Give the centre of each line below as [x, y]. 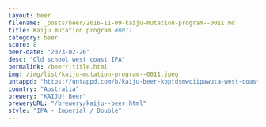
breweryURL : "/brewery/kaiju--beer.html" [78, 103]
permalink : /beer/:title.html [58, 67]
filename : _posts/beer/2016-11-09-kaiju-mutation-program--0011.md [122, 23]
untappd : [23, 81]
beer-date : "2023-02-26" [49, 52]
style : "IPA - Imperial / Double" [65, 111]
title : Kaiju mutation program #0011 [70, 30]
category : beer [33, 37]
